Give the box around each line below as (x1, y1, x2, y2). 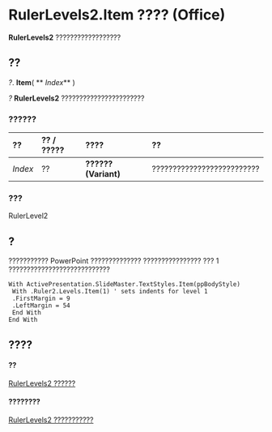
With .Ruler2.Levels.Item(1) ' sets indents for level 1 (11, 288, 208, 296)
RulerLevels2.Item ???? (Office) (8, 6, 226, 24)
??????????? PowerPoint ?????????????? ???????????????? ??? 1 (8, 256, 219, 266)
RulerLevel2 (8, 211, 49, 220)
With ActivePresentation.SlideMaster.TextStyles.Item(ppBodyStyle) (8, 280, 241, 289)
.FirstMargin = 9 (11, 294, 70, 303)
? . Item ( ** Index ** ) (8, 77, 75, 87)
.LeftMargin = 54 (11, 302, 70, 310)
